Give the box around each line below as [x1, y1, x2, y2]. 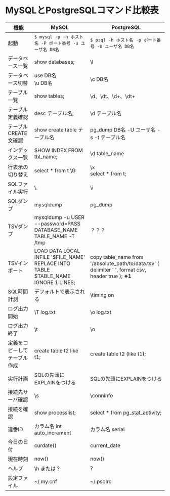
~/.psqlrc [90, 478, 112, 485]
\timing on [90, 291, 114, 298]
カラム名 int [34, 423, 62, 430]
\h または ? [34, 465, 60, 472]
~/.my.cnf [34, 478, 57, 485]
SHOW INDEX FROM [34, 147, 83, 154]
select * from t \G [34, 167, 76, 174]
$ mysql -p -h [34, 34, 68, 39]
